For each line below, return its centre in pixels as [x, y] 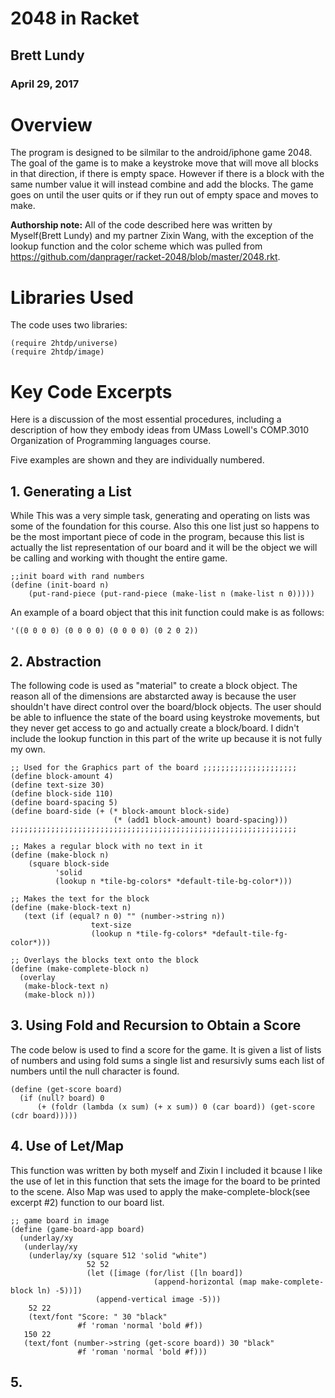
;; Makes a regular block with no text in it [106, 846]
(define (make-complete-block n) [80, 968]
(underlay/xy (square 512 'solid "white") [118, 1255]
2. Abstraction [56, 661]
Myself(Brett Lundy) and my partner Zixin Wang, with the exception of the [162, 236]
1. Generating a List [71, 491]
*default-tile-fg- [249, 933]
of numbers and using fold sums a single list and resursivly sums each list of [167, 1060]
